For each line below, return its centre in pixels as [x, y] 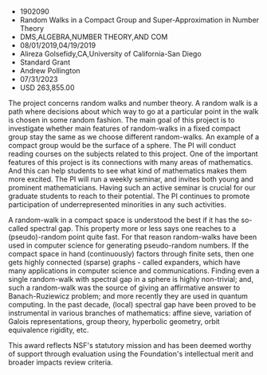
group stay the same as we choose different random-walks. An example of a [134, 137]
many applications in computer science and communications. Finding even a [134, 271]
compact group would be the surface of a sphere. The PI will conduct [122, 145]
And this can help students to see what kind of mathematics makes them [128, 171]
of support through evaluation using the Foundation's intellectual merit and [131, 354]
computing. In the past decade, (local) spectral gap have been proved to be [132, 305]
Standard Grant [45, 62]
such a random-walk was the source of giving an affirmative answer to [124, 287]
